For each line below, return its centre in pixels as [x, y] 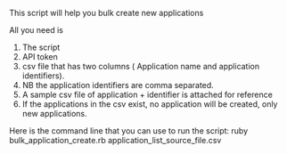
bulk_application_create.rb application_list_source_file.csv [115, 140]
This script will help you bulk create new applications [107, 13]
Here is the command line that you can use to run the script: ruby [129, 131]
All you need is [37, 30]
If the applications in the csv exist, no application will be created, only [150, 104]
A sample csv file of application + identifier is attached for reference [148, 94]
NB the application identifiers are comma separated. [118, 85]
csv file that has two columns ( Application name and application [141, 66]
